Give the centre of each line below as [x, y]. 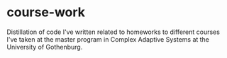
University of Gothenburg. [45, 47]
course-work [46, 12]
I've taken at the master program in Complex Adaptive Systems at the [108, 39]
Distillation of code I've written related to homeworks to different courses [113, 32]
